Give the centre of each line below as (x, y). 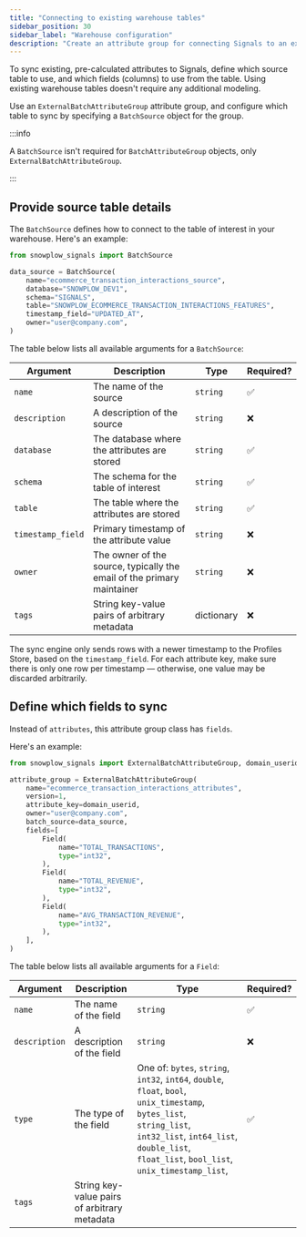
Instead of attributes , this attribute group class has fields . (121, 729)
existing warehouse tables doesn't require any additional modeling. (135, 88)
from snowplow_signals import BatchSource (91, 256)
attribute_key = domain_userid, (83, 805)
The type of (99, 1114)
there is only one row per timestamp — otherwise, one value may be (138, 668)
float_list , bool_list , (185, 1159)
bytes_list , (162, 1114)
